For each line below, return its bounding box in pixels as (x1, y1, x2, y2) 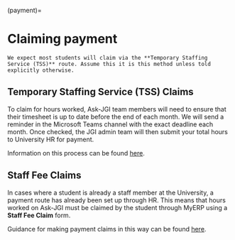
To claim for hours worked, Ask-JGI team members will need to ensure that (7, 104, 227, 113)
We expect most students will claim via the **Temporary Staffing (7, 54, 208, 61)
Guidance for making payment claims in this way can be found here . (7, 224, 207, 233)
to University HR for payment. (7, 135, 94, 143)
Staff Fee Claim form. (7, 211, 71, 219)
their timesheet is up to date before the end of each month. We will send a (7, 112, 224, 121)
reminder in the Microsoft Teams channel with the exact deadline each (7, 120, 214, 129)
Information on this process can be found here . (7, 148, 146, 157)
